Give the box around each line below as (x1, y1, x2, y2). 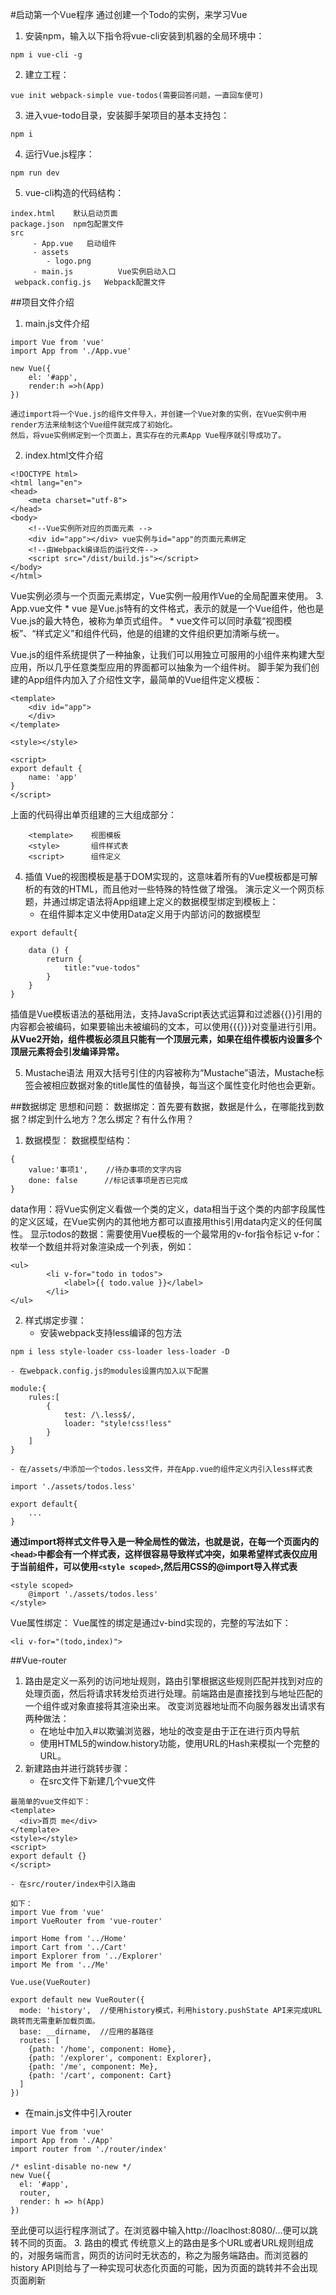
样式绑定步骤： (24, 1314, 87, 1326)
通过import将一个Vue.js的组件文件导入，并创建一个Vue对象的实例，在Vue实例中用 (10, 409, 307, 419)
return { (46, 954, 83, 964)
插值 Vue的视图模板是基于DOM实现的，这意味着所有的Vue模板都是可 (24, 871, 310, 882)
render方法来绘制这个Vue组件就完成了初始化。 (10, 420, 178, 430)
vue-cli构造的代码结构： (24, 187, 125, 198)
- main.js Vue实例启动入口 (32, 267, 177, 277)
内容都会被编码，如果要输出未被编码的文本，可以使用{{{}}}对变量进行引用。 (10, 1021, 322, 1032)
